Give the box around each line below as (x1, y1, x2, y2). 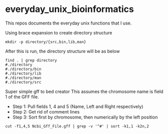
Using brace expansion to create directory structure (5, 29, 112, 35)
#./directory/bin (5, 66, 42, 71)
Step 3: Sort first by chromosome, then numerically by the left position (12, 114, 158, 120)
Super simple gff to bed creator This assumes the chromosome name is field (5, 88, 163, 94)
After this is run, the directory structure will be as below (5, 48, 120, 54)
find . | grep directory (5, 57, 57, 63)
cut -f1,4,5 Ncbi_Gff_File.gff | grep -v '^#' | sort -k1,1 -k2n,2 (5, 123, 149, 128)
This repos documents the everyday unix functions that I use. (5, 20, 132, 26)
